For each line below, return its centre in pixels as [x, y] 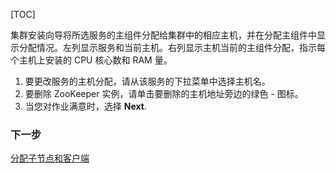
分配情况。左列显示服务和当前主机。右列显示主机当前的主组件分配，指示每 [172, 47]
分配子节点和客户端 [50, 158]
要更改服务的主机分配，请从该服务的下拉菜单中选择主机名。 [147, 81]
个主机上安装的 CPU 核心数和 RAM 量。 [91, 60]
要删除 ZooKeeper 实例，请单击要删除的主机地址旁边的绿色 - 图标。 [164, 93]
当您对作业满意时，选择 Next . [85, 106]
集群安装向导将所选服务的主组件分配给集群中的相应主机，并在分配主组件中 [163, 35]
